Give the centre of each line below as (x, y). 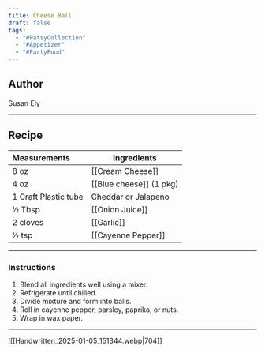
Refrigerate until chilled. (58, 292)
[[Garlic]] (108, 222)
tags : (17, 30)
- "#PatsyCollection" (51, 38)
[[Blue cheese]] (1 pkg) (135, 184)
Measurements (41, 157)
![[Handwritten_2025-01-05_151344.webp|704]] (86, 340)
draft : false (30, 23)
